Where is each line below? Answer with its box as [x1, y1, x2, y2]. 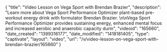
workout [5, 15, 23, 20]
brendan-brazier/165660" [5, 41, 58, 47]
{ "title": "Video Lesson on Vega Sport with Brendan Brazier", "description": [5, 4, 161, 10]
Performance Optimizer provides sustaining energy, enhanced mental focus [5, 20, 162, 26]
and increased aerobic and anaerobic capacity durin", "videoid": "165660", [5, 25, 160, 31]
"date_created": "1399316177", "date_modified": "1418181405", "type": [5, 31, 150, 36]
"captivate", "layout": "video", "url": [5, 36, 78, 42]
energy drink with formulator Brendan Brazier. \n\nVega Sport [23, 15, 151, 20]
